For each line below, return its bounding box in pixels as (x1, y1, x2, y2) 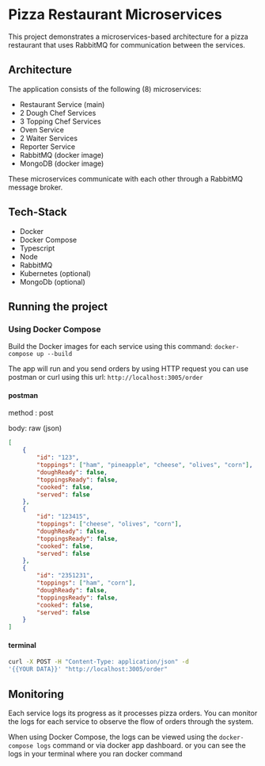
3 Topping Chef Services (19, 117, 101, 126)
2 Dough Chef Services (19, 108, 97, 117)
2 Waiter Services (19, 133, 78, 143)
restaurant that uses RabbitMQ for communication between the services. (8, 40, 245, 49)
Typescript (19, 243, 55, 253)
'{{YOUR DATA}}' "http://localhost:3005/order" (8, 665, 168, 673)
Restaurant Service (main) (19, 99, 105, 109)
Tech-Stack (8, 205, 67, 219)
